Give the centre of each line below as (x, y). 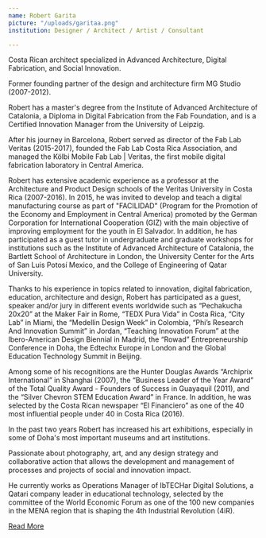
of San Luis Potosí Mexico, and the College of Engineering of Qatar (118, 265)
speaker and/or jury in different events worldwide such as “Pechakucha (125, 306)
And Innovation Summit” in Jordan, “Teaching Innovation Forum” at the (124, 331)
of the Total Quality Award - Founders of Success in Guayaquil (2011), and (129, 389)
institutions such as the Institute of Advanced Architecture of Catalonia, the (131, 248)
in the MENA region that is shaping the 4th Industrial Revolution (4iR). (122, 511)
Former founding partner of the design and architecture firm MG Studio (125, 83)
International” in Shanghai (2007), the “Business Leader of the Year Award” (131, 380)
